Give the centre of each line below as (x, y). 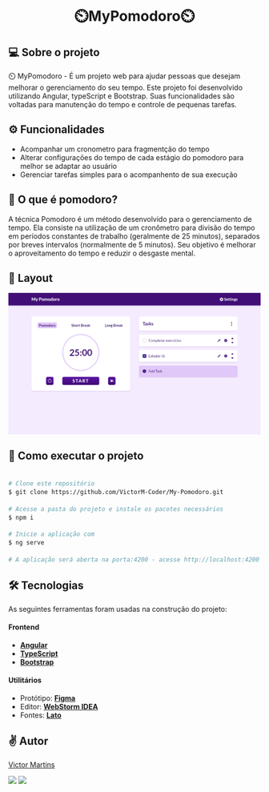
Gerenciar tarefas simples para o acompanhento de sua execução (128, 175)
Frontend (24, 627)
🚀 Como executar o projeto (76, 455)
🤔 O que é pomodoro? (63, 200)
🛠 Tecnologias (46, 586)
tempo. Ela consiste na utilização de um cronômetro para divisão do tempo (132, 227)
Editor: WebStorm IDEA (59, 707)
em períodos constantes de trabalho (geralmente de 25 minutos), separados (134, 236)
